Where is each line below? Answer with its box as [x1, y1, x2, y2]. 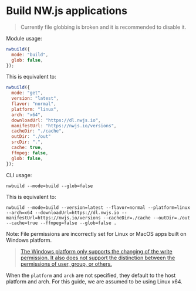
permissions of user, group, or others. [20, 260, 113, 268]
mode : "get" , [11, 90, 43, 96]
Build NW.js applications [6, 4, 128, 18]
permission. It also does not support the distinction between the [20, 254, 175, 261]
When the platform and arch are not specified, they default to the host [6, 272, 176, 279]
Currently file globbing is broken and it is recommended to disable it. [20, 23, 187, 31]
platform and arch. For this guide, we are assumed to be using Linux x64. [6, 278, 183, 285]
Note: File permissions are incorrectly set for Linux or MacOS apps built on [6, 230, 187, 237]
